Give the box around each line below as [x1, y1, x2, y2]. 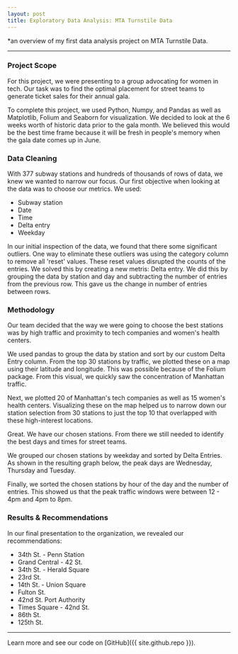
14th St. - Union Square [17, 580, 86, 589]
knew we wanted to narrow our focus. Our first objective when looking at [7, 177, 220, 186]
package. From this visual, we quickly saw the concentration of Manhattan [7, 373, 225, 381]
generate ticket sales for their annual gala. [7, 91, 130, 100]
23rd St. [17, 573, 42, 581]
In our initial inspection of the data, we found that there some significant [7, 242, 217, 251]
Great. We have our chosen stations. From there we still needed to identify [7, 430, 225, 439]
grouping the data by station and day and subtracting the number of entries [7, 272, 228, 281]
